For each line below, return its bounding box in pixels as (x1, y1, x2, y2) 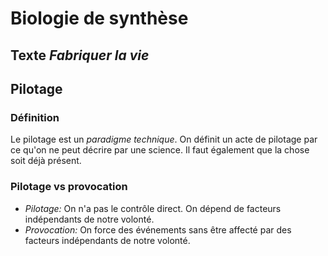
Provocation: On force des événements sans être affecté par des (24, 223, 292, 236)
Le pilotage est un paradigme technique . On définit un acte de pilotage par (10, 133, 318, 146)
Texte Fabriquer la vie (10, 47, 150, 64)
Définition (10, 110, 60, 124)
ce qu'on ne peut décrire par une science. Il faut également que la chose (10, 144, 310, 156)
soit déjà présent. (10, 155, 82, 167)
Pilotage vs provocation (10, 180, 128, 194)
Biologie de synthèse (10, 7, 189, 30)
